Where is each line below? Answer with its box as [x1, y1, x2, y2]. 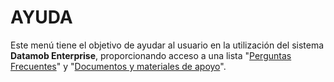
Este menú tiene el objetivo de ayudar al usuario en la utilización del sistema [10, 39, 325, 51]
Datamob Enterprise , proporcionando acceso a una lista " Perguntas [10, 49, 292, 61]
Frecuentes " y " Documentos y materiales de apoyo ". [10, 60, 227, 72]
